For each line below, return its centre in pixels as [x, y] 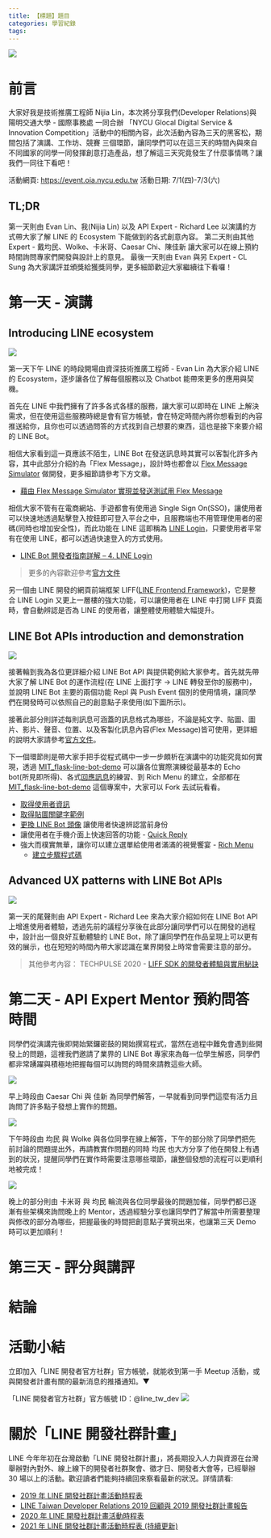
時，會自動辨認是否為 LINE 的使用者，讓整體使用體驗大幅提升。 [114, 611]
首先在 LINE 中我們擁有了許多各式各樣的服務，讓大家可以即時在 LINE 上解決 [134, 406]
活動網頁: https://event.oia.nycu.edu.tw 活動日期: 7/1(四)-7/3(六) [114, 180]
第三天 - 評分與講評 [72, 1267]
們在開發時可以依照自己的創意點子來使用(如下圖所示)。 [100, 702]
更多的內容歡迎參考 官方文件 [74, 573]
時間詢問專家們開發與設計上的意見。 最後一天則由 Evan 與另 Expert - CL [128, 257]
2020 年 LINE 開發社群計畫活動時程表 [82, 1515]
